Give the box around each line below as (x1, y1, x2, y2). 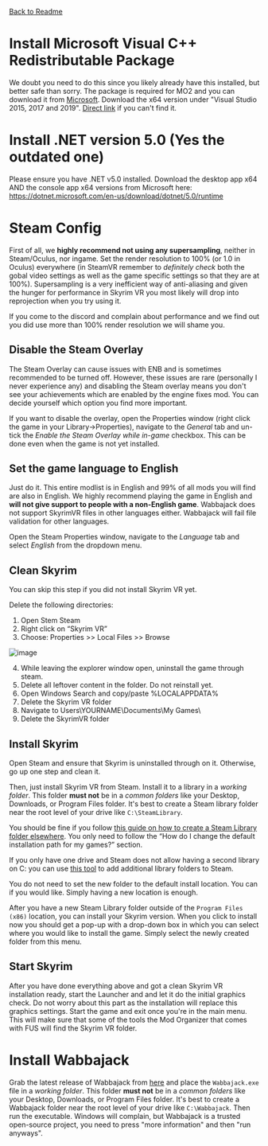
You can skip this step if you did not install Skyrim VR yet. (9, 585, 197, 594)
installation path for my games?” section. (9, 840, 143, 850)
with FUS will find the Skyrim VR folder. (9, 1023, 138, 1033)
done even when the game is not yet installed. (9, 439, 160, 448)
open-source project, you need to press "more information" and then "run (9, 1120, 251, 1129)
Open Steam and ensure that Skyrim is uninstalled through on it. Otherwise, (9, 758, 256, 768)
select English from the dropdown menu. (9, 540, 142, 550)
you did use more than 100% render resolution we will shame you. (9, 320, 225, 329)
